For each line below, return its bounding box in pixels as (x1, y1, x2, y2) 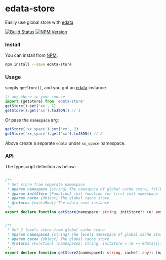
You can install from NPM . (5, 52, 58, 58)
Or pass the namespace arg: (5, 117, 59, 123)
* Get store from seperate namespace (7, 182, 85, 187)
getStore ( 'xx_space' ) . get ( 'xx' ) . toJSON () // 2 (5, 131, 103, 136)
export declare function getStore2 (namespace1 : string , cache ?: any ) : (5, 250, 154, 256)
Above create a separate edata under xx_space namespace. (5, 140, 126, 146)
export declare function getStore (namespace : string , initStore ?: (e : (5, 210, 154, 215)
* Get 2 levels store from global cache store (7, 227, 105, 232)
